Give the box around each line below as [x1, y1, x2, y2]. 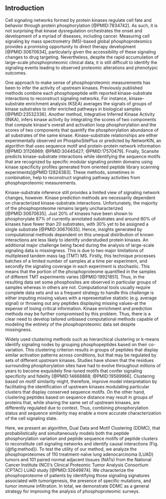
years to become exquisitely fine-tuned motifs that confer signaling [5, 367, 142, 374]
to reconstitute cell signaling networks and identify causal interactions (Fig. [5, 440, 159, 446]
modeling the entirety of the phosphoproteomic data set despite [5, 321, 136, 327]
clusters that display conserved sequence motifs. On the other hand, [5, 389, 145, 395]
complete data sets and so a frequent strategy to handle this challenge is [5, 289, 154, 295]
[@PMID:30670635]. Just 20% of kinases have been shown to [5, 211, 133, 216]
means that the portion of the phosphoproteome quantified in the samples [5, 268, 156, 275]
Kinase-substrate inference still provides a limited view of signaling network [5, 189, 160, 195]
